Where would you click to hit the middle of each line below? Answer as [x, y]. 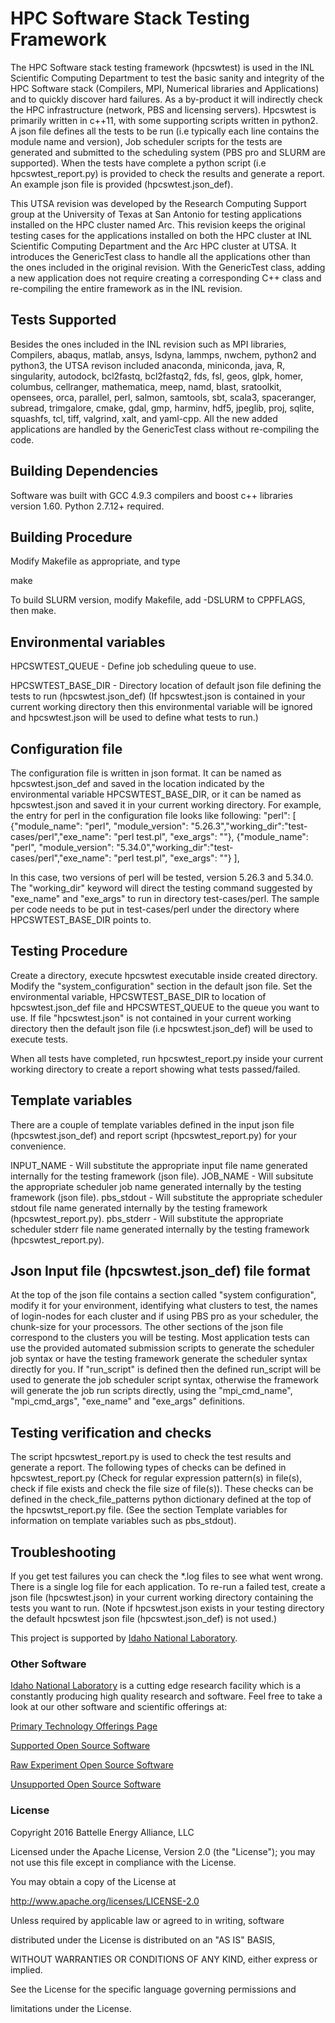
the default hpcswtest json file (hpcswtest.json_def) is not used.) [144, 1619]
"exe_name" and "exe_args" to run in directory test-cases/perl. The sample [165, 898]
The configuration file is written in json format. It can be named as [146, 773]
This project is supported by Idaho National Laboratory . [124, 1638]
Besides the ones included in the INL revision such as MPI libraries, [148, 344]
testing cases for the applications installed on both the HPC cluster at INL [161, 235]
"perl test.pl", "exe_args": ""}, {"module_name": [211, 836]
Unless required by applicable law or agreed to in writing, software [147, 1920]
